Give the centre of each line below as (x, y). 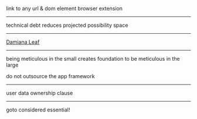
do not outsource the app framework (50, 76)
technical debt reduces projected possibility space (67, 25)
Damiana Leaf (23, 42)
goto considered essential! (38, 110)
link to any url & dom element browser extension (64, 8)
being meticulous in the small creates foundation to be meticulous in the (93, 59)
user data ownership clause (40, 93)
